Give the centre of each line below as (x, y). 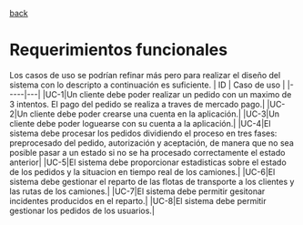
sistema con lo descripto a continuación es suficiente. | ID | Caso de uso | (147, 85)
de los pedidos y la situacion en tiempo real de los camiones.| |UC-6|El (142, 171)
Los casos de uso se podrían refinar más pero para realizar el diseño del (145, 75)
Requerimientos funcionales (119, 50)
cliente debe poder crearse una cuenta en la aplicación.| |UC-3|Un (155, 114)
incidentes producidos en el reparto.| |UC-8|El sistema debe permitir (138, 200)
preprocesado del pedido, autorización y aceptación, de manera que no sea (151, 143)
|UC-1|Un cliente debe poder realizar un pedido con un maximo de (167, 94)
